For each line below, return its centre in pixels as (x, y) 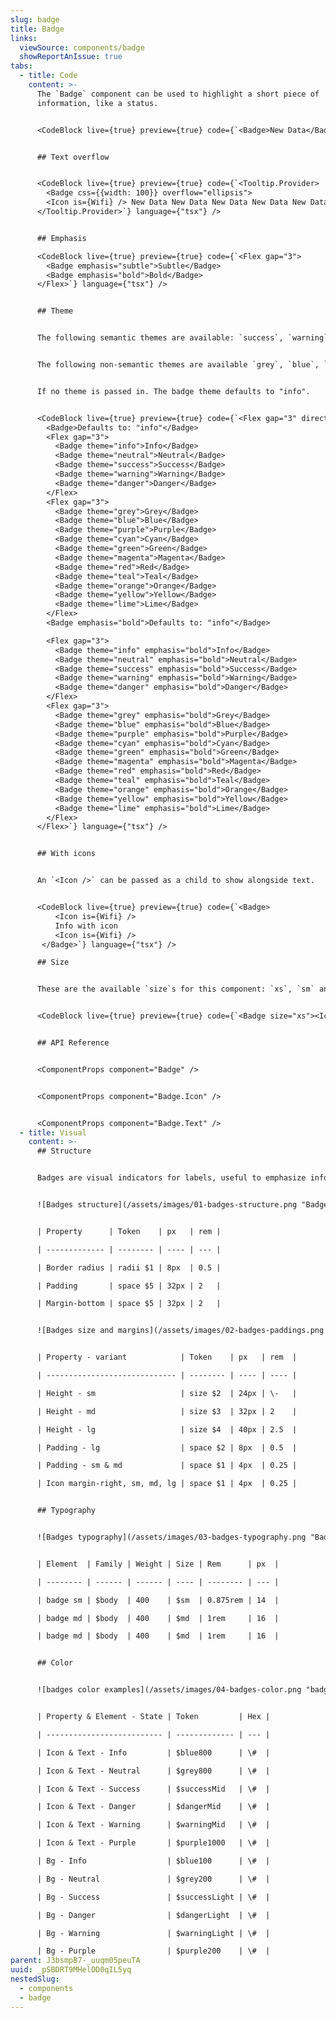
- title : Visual (53, 1132)
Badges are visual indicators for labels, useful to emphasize (171, 1178)
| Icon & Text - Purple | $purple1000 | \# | (153, 1843)
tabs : (21, 66)
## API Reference (73, 1043)
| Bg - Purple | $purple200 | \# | (153, 1951)
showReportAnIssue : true (71, 57)
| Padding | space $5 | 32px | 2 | (129, 1286)
